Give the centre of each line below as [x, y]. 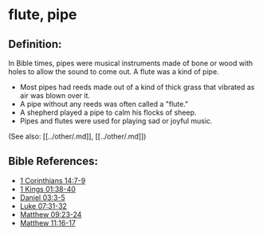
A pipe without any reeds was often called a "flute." [104, 104]
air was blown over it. [55, 96]
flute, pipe [43, 15]
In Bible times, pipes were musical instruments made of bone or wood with [131, 63]
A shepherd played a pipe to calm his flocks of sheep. [108, 112]
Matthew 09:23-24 [51, 214]
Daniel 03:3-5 [42, 198]
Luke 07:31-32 [43, 206]
